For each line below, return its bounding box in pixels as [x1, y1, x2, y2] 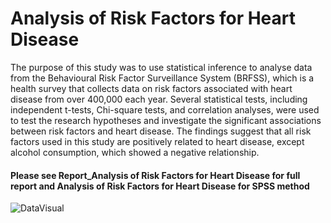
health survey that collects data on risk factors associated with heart [10, 82, 293, 94]
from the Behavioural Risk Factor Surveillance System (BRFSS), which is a [10, 72, 315, 84]
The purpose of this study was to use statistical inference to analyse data [10, 61, 313, 73]
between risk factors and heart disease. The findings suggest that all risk [10, 125, 312, 137]
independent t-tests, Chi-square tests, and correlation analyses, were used [10, 103, 320, 116]
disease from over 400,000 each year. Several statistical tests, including [10, 93, 308, 105]
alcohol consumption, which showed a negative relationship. [10, 146, 260, 158]
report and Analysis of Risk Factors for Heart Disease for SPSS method [10, 180, 310, 192]
